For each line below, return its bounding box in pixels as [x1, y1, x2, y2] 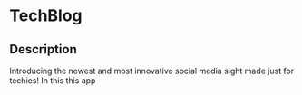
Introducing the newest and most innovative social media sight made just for [9, 65, 295, 76]
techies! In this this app [9, 75, 96, 86]
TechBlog [9, 5, 83, 26]
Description [9, 42, 77, 57]
